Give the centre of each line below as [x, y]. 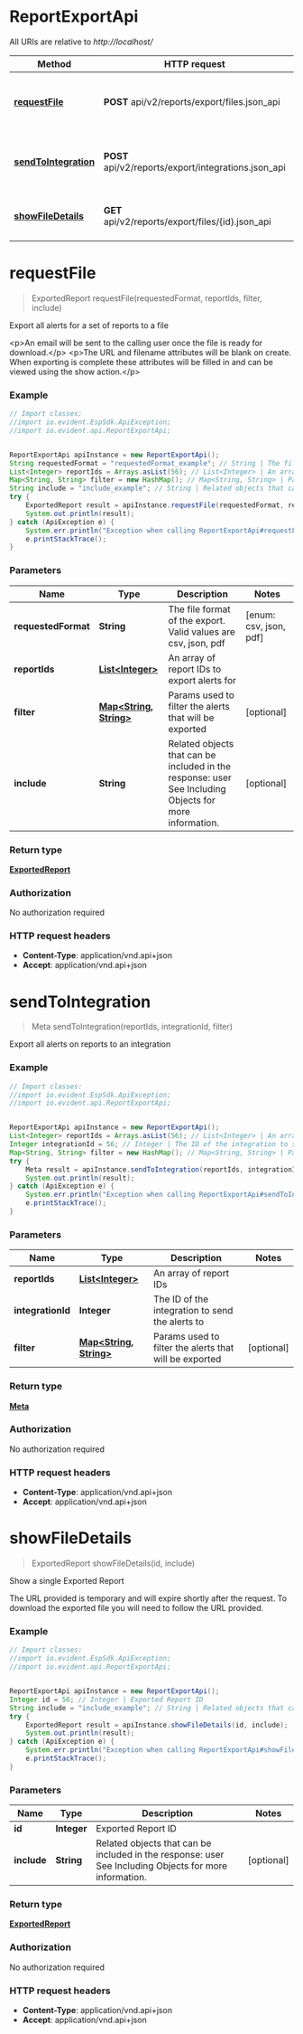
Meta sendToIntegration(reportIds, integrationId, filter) [132, 1027]
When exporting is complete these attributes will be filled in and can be [141, 362]
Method [55, 63]
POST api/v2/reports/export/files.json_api [192, 101]
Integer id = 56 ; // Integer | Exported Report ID [106, 1700]
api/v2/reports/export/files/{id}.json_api [188, 221]
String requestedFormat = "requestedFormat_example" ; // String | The [145, 463]
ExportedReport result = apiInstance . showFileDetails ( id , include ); [157, 1725]
